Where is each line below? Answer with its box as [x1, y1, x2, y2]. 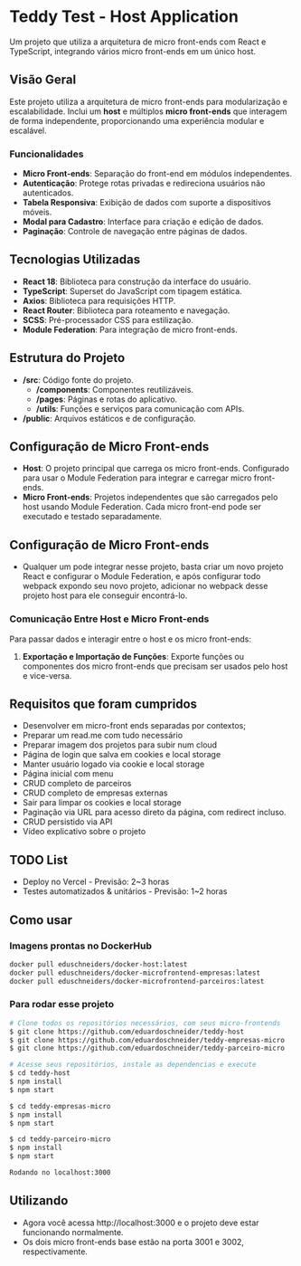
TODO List [9, 852, 68, 868]
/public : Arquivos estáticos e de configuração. [22, 413, 196, 424]
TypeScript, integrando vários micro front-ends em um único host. [9, 45, 256, 56]
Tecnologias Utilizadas [9, 252, 141, 268]
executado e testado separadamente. [22, 511, 163, 522]
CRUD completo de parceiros [22, 778, 132, 789]
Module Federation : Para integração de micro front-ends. [22, 324, 238, 335]
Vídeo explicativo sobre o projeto [22, 826, 146, 837]
